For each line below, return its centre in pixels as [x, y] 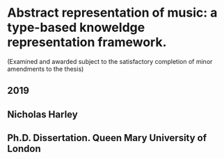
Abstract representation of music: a [112, 13]
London [24, 149]
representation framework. [87, 42]
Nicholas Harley [42, 114]
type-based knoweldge [76, 27]
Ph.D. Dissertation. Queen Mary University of [107, 138]
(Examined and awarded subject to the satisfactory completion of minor [110, 61]
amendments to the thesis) [46, 69]
